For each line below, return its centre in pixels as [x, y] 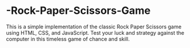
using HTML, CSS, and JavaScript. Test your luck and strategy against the [95, 32]
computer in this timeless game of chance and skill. [68, 39]
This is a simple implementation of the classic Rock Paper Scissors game [94, 27]
